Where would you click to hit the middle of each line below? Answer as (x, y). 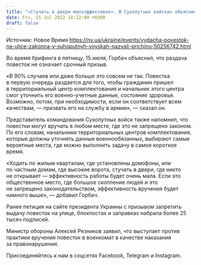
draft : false (22, 23)
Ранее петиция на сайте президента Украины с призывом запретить (94, 207)
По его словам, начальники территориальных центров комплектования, (99, 132)
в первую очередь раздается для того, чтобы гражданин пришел (90, 82)
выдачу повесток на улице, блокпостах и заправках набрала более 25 (96, 213)
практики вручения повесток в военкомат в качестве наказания (89, 237)
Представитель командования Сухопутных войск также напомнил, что (97, 120)
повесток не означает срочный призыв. (57, 64)
